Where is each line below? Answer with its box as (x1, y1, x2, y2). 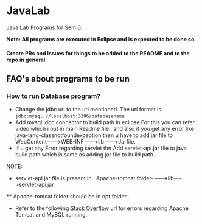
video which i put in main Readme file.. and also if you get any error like (15, 125, 195, 133)
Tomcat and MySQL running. (15, 211, 88, 219)
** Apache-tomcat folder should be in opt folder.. (6, 193, 130, 200)
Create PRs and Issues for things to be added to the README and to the (6, 49, 190, 57)
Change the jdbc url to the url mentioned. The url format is (15, 106, 162, 113)
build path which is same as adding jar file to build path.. (15, 151, 157, 158)
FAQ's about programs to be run (6, 74, 130, 84)
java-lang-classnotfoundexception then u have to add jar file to (15, 131, 173, 139)
